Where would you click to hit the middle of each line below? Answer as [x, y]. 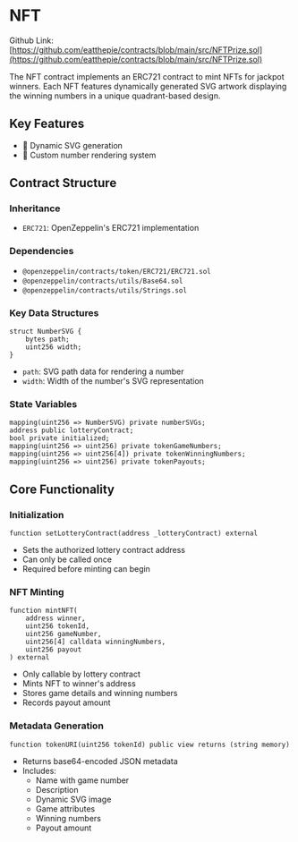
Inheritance [35, 208]
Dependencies [42, 251]
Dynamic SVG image [73, 799]
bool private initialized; [60, 438]
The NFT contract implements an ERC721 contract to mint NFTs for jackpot [147, 76]
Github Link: [31, 40]
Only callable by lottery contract [81, 674]
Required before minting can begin [86, 569]
